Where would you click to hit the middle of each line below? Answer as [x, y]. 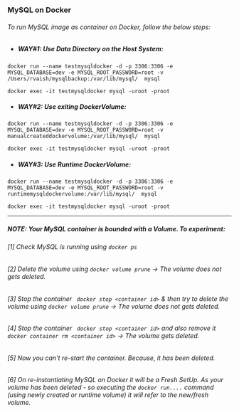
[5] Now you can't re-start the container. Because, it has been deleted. [111, 358]
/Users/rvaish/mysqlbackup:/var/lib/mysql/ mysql [84, 79]
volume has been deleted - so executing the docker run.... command [111, 387]
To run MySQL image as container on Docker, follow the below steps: [109, 27]
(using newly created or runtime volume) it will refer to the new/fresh [108, 395]
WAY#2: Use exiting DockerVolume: [72, 107]
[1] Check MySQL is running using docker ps [72, 247]
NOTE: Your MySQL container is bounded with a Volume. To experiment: [116, 229]
